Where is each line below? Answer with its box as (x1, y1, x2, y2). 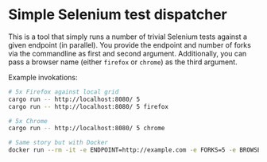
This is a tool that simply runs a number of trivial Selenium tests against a (8, 32, 248, 41)
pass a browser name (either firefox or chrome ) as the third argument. (8, 57, 238, 67)
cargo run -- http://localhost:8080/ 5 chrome (8, 125, 165, 133)
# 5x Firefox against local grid (8, 87, 119, 96)
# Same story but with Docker (8, 139, 109, 147)
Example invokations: (8, 72, 78, 82)
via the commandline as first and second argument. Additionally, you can (8, 48, 247, 58)
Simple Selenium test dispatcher (8, 6, 228, 24)
